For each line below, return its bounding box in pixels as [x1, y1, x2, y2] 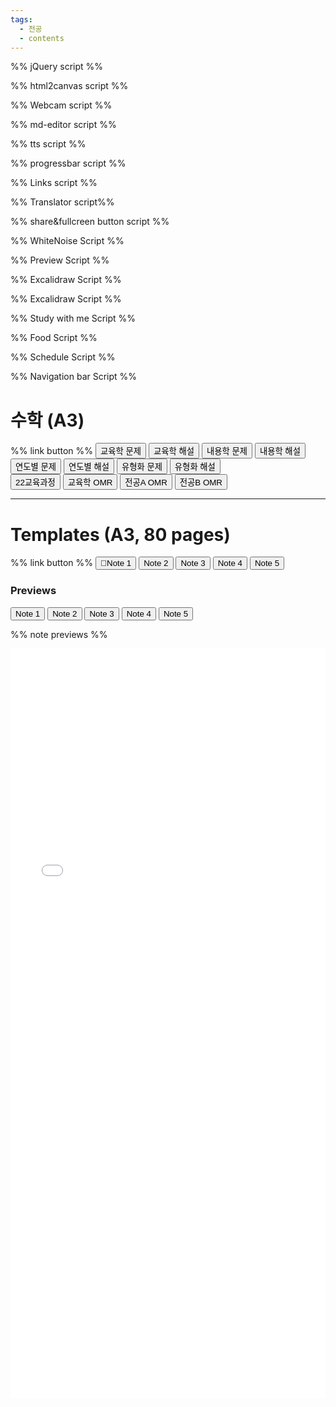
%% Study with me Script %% [10, 312, 137, 325]
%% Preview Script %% [10, 254, 110, 266]
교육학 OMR [67, 477, 113, 488]
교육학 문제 [100, 446, 142, 457]
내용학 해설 [259, 446, 301, 457]
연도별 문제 [15, 462, 57, 473]
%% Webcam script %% [10, 99, 113, 111]
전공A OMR [124, 477, 168, 488]
